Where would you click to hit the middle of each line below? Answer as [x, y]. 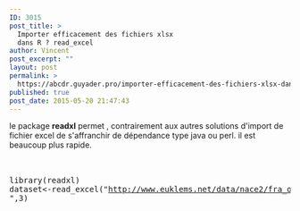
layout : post [33, 68]
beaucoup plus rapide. [50, 145]
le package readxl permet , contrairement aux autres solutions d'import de [146, 126]
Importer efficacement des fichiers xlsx [96, 34]
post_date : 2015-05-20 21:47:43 [69, 101]
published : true [39, 92]
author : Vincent [39, 51]
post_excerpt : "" [42, 59]
